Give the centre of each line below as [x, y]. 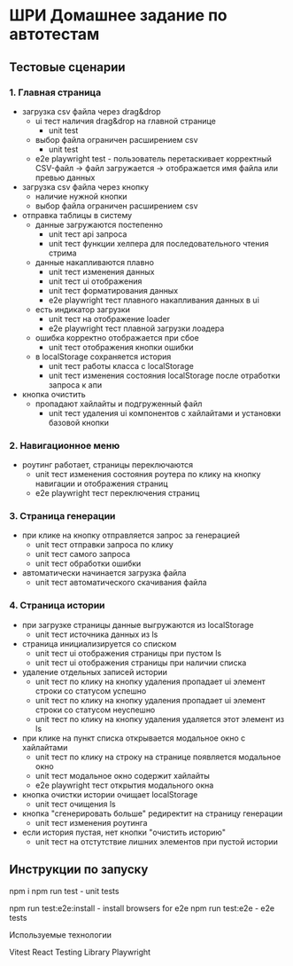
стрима [62, 253]
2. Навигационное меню [65, 445]
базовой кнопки [78, 422]
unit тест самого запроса [83, 554]
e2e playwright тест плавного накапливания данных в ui [154, 300]
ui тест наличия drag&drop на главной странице [126, 121]
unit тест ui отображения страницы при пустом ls [128, 653]
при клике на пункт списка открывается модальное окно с [134, 738]
